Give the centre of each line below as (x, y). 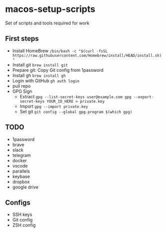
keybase (21, 176)
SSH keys (22, 215)
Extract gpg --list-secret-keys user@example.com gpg (76, 96)
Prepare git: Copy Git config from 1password (58, 70)
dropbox (21, 182)
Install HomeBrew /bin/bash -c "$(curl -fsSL (60, 50)
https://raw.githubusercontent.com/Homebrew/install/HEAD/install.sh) (87, 55)
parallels (21, 171)
